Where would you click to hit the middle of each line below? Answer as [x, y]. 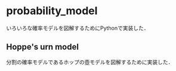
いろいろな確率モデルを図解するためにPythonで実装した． [78, 28]
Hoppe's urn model [43, 47]
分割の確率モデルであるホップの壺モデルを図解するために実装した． [90, 62]
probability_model [52, 11]
